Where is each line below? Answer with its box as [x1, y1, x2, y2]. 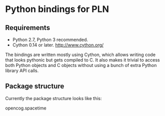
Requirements [5, 23, 50, 32]
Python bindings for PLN [5, 3, 109, 15]
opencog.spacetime [5, 105, 47, 111]
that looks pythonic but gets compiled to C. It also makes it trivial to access [5, 57, 160, 63]
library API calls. [5, 67, 39, 73]
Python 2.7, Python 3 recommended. [12, 36, 88, 42]
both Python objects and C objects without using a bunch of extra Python [5, 62, 157, 68]
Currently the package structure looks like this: [5, 95, 102, 101]
